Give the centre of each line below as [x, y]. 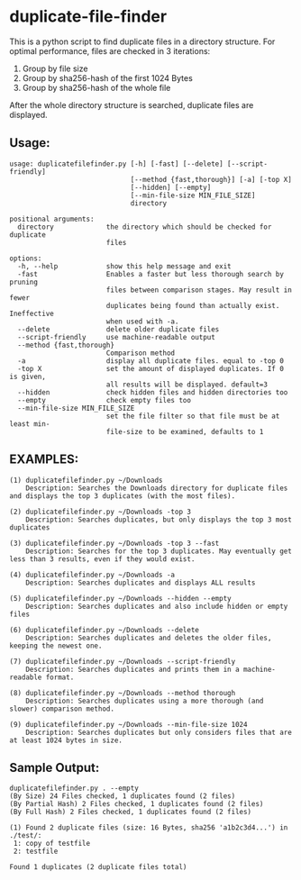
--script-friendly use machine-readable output [117, 337]
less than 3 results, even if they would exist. [102, 559]
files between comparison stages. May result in [199, 290]
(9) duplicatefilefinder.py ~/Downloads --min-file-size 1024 [128, 724]
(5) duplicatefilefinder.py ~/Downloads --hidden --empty [120, 598]
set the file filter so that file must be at [193, 416]
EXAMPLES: [44, 460]
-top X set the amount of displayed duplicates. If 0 [150, 368]
